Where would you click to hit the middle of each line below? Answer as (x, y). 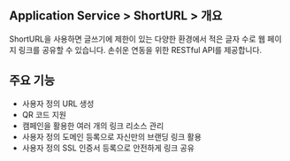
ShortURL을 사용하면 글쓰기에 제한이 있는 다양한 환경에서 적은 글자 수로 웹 (137, 39)
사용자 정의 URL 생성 (58, 103)
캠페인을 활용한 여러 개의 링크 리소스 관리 (93, 126)
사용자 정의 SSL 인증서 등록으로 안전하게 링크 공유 (108, 148)
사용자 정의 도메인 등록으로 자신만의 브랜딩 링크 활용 (111, 136)
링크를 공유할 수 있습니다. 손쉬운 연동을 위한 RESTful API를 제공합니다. (140, 50)
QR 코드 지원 (44, 114)
